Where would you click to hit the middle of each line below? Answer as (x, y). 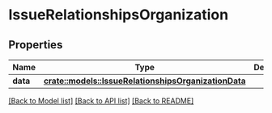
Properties (36, 45)
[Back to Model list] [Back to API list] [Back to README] (101, 101)
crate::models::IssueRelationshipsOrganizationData (144, 81)
